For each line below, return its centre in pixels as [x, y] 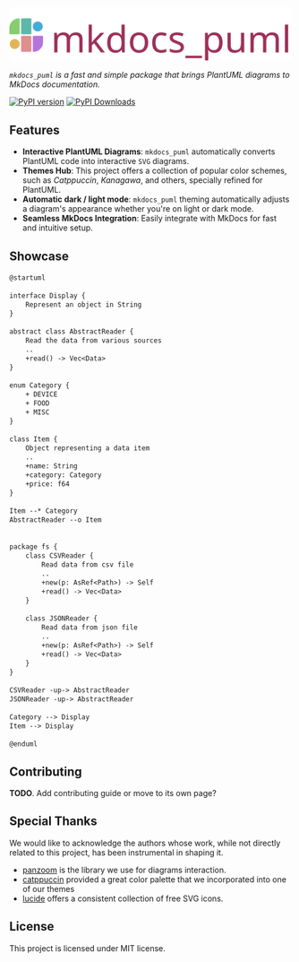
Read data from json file [90, 628]
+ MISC [38, 412]
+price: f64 [47, 484]
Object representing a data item [88, 448]
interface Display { [48, 296]
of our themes [48, 888]
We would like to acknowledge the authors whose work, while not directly [145, 843]
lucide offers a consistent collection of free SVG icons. [123, 898]
